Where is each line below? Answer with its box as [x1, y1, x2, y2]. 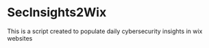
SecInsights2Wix [7, 5, 107, 20]
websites [7, 34, 33, 42]
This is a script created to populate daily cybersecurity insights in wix [7, 27, 203, 35]
